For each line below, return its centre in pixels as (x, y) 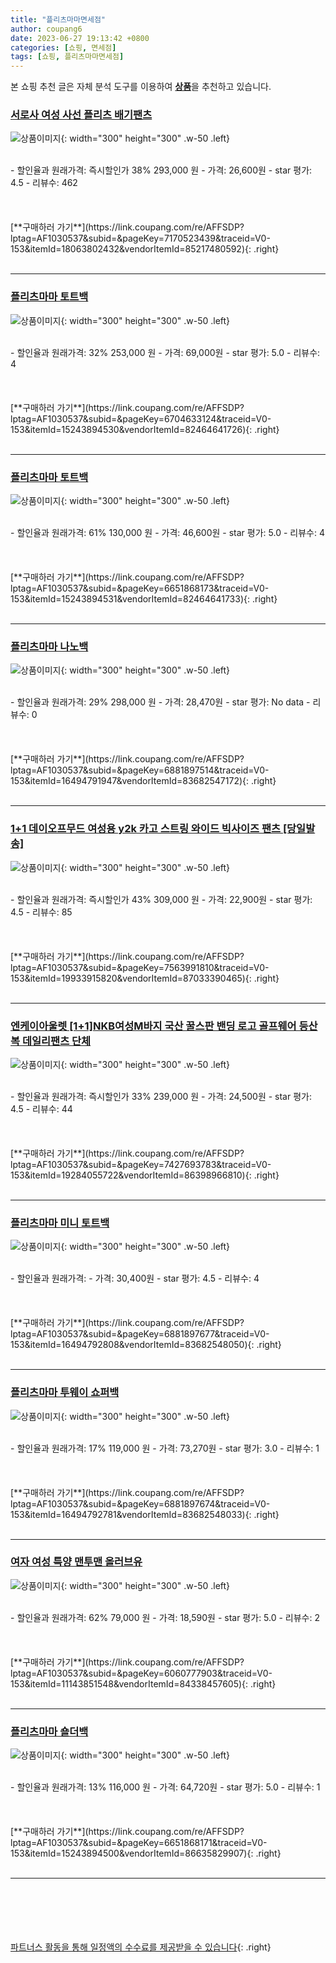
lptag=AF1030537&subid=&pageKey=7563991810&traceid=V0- (140, 967)
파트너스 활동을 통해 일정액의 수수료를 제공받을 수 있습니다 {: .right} (141, 1947)
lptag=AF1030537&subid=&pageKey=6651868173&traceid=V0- (140, 588)
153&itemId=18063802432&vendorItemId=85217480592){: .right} (145, 249)
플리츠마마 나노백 (49, 646)
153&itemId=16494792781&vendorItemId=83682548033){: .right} (145, 1514)
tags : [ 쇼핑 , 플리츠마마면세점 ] (67, 57)
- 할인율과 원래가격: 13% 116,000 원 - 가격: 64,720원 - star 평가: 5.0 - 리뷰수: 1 (165, 1787)
